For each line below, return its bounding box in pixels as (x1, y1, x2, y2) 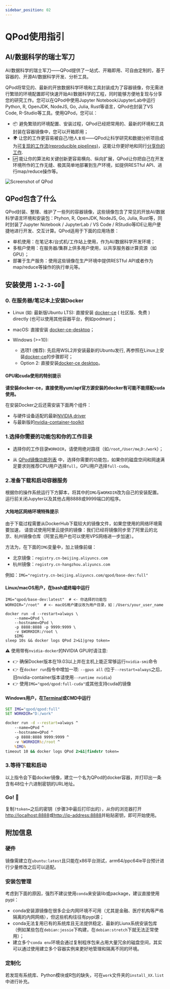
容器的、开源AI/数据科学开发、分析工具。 (5, 73, 91, 79)
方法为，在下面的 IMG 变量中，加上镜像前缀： (5, 544, 97, 550)
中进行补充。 (5, 978, 32, 984)
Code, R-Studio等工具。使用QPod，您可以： (5, 110, 98, 116)
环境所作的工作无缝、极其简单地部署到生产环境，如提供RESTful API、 (12, 162, 158, 168)
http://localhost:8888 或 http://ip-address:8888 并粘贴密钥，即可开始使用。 (5, 812, 159, 818)
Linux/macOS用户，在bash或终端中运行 (5, 584, 90, 590)
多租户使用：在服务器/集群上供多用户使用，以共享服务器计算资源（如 (12, 245, 157, 251)
